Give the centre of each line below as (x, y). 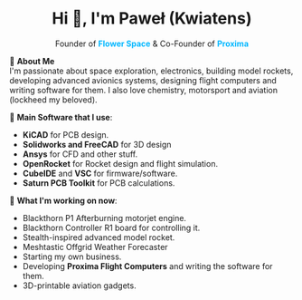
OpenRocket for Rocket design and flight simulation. (120, 163)
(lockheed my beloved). (53, 100)
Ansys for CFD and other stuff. (80, 154)
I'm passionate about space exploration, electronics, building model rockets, (151, 71)
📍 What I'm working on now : (63, 200)
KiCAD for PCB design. (66, 134)
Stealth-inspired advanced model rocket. (99, 237)
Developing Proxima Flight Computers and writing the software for (147, 266)
